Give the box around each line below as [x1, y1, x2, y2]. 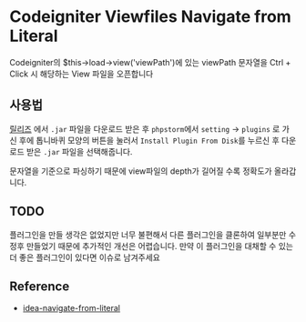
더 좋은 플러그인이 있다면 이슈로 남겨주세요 [9, 252, 161, 263]
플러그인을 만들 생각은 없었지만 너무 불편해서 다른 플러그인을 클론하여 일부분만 [9, 229, 287, 240]
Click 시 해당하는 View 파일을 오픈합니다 [9, 68, 154, 79]
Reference [9, 278, 70, 294]
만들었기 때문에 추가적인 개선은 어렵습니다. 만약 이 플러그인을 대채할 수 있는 [25, 240, 294, 251]
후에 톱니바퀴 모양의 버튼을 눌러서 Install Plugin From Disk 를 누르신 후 [18, 135, 280, 146]
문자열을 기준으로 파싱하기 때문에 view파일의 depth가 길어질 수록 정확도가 [9, 166, 272, 176]
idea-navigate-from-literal [22, 303, 121, 314]
